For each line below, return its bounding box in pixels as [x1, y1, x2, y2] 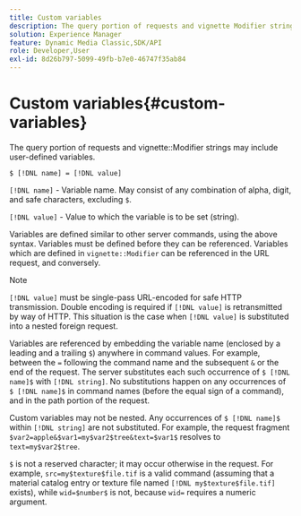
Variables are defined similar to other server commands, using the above [9, 228, 278, 239]
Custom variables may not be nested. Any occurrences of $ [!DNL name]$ [9, 412, 280, 423]
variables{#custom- [73, 93, 226, 114]
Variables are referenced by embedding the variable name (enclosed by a [9, 338, 280, 348]
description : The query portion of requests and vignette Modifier [9, 21, 267, 30]
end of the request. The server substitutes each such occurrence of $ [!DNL [9, 366, 291, 377]
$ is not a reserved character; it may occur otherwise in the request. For [9, 458, 274, 469]
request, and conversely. [9, 257, 101, 268]
